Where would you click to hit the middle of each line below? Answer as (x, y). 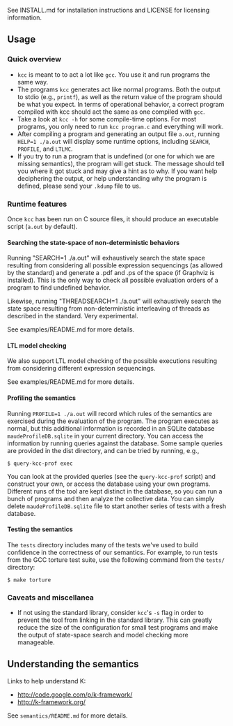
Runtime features (37, 204)
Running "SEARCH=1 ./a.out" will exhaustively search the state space (106, 258)
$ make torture (29, 580)
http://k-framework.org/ (51, 702)
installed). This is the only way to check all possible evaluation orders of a (113, 280)
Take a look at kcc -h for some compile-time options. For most (107, 119)
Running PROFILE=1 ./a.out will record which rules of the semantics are (110, 413)
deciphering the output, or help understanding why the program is (112, 178)
